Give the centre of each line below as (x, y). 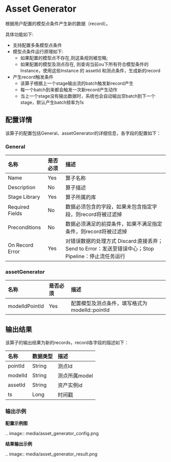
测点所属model (75, 376)
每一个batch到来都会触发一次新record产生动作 (69, 89)
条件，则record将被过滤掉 (96, 232)
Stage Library (24, 197)
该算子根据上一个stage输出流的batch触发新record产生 (77, 83)
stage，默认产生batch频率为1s (52, 102)
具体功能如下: (20, 34)
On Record (21, 245)
